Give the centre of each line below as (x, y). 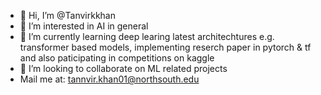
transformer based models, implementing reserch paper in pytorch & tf (165, 47)
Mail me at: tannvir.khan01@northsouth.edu (109, 79)
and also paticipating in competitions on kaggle (117, 58)
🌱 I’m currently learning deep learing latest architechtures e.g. (147, 36)
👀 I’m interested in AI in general (84, 26)
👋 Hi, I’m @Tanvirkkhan (67, 15)
